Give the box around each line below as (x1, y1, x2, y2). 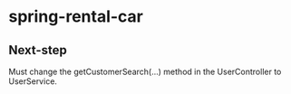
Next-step (8, 42, 67, 58)
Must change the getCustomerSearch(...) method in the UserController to (8, 66, 282, 77)
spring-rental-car (8, 6, 144, 27)
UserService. (8, 76, 58, 87)
